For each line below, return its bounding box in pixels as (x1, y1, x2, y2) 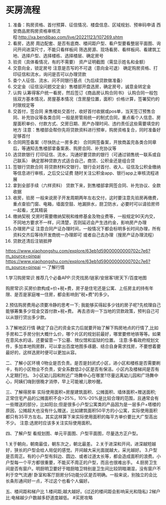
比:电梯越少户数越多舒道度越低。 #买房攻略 (5, 495, 93, 501)
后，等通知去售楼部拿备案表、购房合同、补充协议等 (12, 145, 117, 151)
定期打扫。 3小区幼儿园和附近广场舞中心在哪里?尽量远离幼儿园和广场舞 (9, 372, 154, 378)
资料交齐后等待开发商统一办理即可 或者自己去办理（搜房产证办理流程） (12, 232, 157, 238)
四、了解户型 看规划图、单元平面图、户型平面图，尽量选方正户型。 (5, 430, 141, 436)
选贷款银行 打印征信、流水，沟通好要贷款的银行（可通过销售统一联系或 (12, 151, 157, 157)
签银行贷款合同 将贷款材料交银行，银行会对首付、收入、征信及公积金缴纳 (12, 164, 161, 169)
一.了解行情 (41, 264, 65, 270)
